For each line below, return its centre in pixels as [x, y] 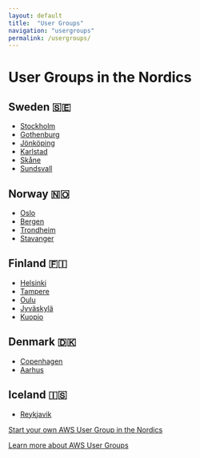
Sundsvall [36, 169]
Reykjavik [36, 414]
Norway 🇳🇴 [39, 194]
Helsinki [33, 283]
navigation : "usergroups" [51, 30]
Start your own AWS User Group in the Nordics [86, 429]
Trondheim [38, 230]
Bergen [32, 221]
